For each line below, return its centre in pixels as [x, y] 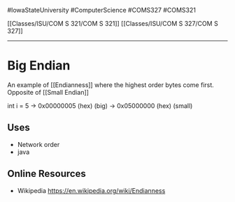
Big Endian [39, 66]
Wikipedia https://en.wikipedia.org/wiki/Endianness [91, 190]
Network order [38, 144]
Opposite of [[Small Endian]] [48, 92]
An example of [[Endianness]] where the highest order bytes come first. [111, 85]
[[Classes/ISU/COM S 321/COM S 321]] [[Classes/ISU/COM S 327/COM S [113, 23]
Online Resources [47, 174]
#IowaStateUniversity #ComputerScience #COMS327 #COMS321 [101, 10]
